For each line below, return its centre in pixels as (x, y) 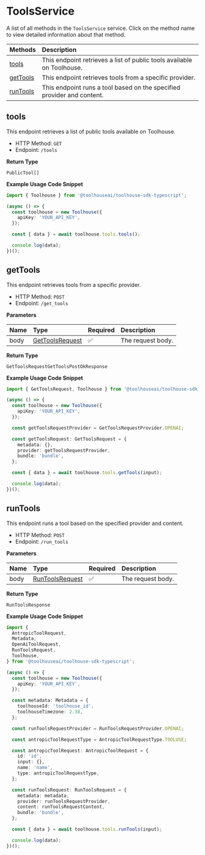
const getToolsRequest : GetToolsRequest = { (69, 439)
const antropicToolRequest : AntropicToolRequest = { (80, 751)
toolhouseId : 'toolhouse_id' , (56, 706)
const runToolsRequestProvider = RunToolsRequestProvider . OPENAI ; (98, 728)
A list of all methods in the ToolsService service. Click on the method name (101, 28)
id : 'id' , (30, 756)
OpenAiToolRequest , (37, 644)
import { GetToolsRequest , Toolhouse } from (64, 389)
